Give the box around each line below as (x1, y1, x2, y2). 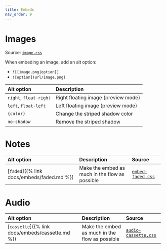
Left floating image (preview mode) (55, 102, 137, 109)
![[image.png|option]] (12, 70, 59, 75)
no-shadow (7, 119, 31, 124)
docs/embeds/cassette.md (7, 229, 70, 236)
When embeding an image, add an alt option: (5, 59, 97, 65)
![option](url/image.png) (12, 75, 66, 80)
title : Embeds (5, 7, 35, 12)
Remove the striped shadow (55, 119, 121, 125)
